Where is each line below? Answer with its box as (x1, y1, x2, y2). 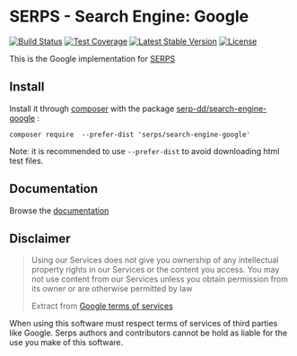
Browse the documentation (9, 204, 109, 216)
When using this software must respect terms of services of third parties (9, 318, 278, 329)
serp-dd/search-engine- (176, 103, 267, 114)
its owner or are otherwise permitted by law (31, 283, 193, 294)
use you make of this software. (9, 337, 124, 348)
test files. (9, 155, 44, 166)
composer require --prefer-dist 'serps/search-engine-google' (9, 130, 251, 139)
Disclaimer (9, 230, 71, 246)
